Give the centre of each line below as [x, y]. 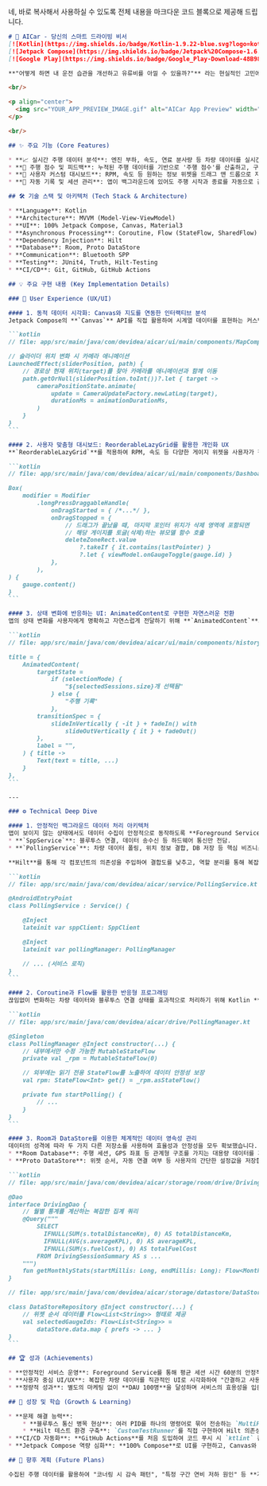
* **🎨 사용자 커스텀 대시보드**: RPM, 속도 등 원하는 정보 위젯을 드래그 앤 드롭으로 [130, 175]
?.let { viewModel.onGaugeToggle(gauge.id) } [156, 555]
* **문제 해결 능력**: [41, 1416]
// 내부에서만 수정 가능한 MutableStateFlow [89, 1051]
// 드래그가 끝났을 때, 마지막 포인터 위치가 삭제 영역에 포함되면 [157, 525]
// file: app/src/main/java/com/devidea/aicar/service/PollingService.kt [133, 884]
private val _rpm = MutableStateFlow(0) [90, 1059]
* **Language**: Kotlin [48, 211]
